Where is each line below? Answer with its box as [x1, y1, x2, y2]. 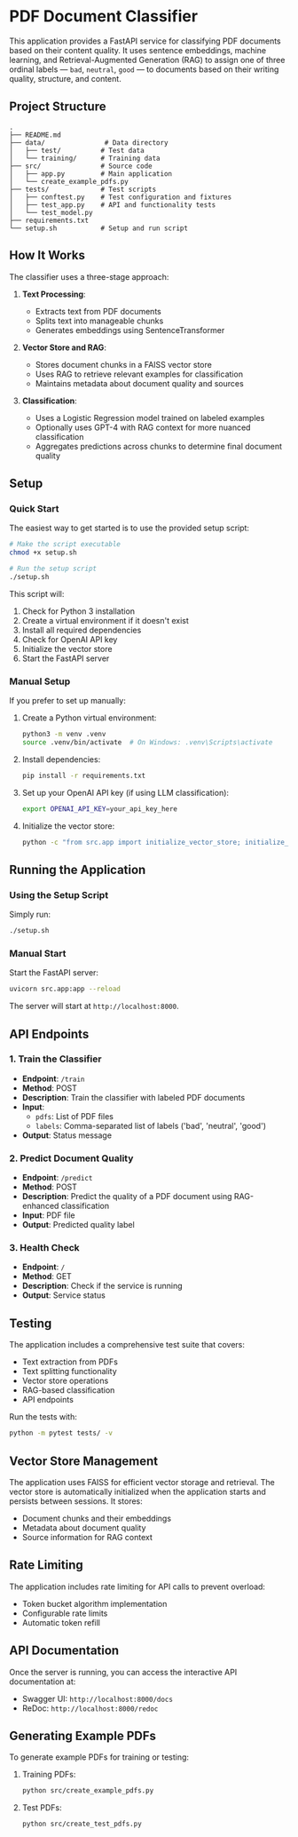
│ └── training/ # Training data [9, 154, 161, 163]
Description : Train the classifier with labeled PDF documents [21, 1092, 246, 1102]
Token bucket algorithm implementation [21, 1598, 168, 1609]
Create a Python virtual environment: [21, 712, 157, 723]
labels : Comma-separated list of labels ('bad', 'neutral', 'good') [35, 1120, 266, 1131]
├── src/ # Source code [9, 162, 153, 171]
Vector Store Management [9, 1453, 159, 1468]
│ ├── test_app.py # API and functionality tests [9, 200, 216, 210]
